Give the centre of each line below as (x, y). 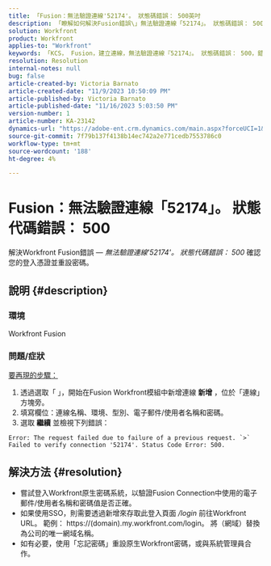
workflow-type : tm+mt (45, 144)
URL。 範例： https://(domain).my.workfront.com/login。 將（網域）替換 (140, 523)
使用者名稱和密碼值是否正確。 (86, 503)
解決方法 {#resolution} (65, 472)
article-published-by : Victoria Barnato (77, 99)
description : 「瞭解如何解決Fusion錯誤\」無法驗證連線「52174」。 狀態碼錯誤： (129, 23)
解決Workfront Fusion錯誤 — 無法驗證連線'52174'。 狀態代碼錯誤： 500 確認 (135, 252)
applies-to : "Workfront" (50, 46)
